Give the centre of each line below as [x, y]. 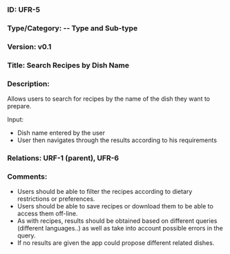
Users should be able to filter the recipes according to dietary [105, 192]
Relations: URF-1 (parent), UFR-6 [63, 158]
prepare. [19, 106]
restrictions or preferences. [56, 199]
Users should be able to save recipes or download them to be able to [115, 206]
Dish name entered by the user [61, 133]
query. [26, 235]
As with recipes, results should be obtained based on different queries [117, 221]
